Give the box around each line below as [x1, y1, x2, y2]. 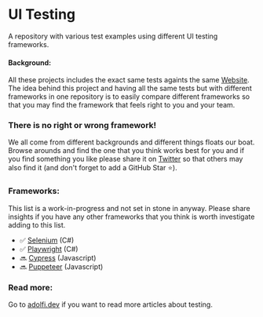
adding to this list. [8, 220, 66, 229]
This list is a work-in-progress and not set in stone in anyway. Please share [8, 203, 250, 213]
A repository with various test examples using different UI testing [8, 31, 218, 41]
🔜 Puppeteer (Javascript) [19, 261, 104, 271]
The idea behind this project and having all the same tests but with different [8, 84, 253, 93]
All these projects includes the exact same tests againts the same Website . [8, 75, 250, 85]
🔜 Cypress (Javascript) [19, 253, 97, 262]
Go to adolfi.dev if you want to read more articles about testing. [8, 300, 214, 309]
